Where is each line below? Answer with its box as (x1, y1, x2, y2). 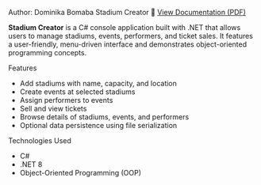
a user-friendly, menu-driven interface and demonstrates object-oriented (8, 40, 248, 49)
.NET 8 (19, 160, 43, 169)
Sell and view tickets (19, 104, 87, 113)
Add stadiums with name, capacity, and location (19, 79, 177, 88)
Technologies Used (8, 136, 71, 145)
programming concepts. (8, 48, 87, 57)
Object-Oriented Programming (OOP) (19, 168, 141, 177)
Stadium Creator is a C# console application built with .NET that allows (8, 23, 241, 32)
